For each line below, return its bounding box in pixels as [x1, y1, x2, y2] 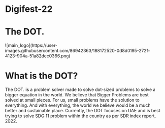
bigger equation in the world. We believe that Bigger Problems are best [5, 92, 149, 98]
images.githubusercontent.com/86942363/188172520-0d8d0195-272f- [5, 48, 150, 54]
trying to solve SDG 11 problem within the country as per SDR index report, [5, 113, 156, 119]
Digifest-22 [5, 3, 53, 15]
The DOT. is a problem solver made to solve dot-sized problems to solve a [5, 86, 156, 92]
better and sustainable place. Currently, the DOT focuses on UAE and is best [5, 108, 161, 114]
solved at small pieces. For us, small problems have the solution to [5, 97, 140, 103]
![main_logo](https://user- [5, 43, 58, 48]
